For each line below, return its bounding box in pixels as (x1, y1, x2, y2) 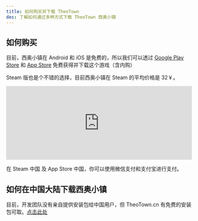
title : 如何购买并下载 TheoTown (6, 8, 80, 15)
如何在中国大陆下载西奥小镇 (6, 184, 107, 194)
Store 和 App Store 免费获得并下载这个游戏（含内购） (6, 61, 136, 68)
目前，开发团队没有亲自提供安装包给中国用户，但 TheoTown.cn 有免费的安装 (6, 201, 192, 208)
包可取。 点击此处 (6, 209, 48, 216)
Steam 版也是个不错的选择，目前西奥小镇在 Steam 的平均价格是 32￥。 (6, 74, 179, 81)
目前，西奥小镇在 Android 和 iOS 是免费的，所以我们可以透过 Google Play (6, 54, 184, 61)
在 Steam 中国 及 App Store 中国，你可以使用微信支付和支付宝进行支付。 (6, 166, 183, 173)
